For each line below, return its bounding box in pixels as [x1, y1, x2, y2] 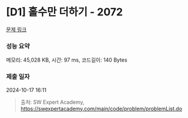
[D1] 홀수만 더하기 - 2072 [6, 5, 123, 19]
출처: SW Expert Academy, [20, 98, 85, 106]
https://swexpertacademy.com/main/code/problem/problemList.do [20, 105, 183, 112]
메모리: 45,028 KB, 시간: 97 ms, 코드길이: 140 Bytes [6, 56, 127, 63]
